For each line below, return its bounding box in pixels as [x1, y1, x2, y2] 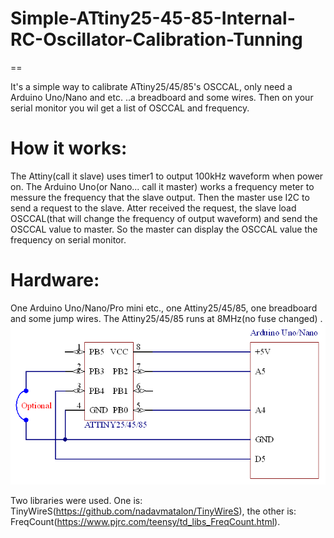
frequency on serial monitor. [10, 233, 127, 246]
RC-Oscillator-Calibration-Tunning [10, 28, 303, 51]
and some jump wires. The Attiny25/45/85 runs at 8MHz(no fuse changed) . [10, 312, 323, 324]
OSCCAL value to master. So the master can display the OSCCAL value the [10, 223, 318, 235]
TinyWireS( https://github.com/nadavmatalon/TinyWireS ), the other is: [10, 505, 297, 517]
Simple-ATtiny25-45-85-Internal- [10, 7, 296, 30]
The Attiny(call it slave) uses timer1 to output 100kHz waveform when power [10, 170, 324, 182]
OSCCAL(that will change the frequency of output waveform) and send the [10, 212, 318, 224]
